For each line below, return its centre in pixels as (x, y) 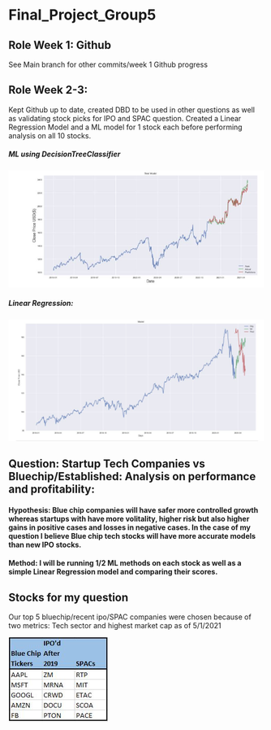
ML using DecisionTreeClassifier (65, 154)
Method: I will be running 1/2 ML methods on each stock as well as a (125, 563)
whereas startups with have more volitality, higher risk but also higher (129, 518)
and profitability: (52, 489)
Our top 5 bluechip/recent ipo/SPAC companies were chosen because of (130, 617)
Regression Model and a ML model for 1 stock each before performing (125, 127)
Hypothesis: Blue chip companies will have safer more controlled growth (133, 509)
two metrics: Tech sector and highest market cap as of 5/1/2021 (115, 625)
